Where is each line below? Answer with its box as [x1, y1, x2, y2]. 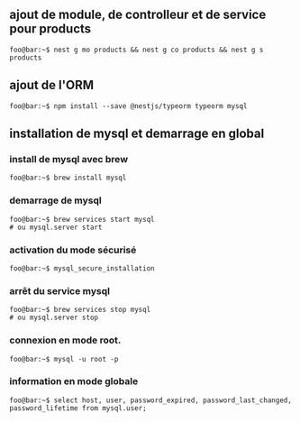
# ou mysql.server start [9, 223, 103, 232]
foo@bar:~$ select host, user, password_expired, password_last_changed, [9, 396, 293, 405]
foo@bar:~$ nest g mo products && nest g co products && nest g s [9, 45, 264, 54]
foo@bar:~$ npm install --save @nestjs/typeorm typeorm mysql [9, 101, 248, 111]
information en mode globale [9, 375, 139, 388]
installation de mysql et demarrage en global [9, 126, 265, 142]
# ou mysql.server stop [9, 313, 99, 323]
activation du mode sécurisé [9, 243, 137, 256]
